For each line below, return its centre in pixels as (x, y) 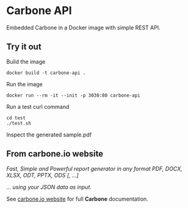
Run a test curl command (38, 106)
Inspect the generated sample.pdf (49, 135)
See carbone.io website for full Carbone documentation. (77, 199)
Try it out (24, 47)
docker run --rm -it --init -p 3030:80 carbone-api (73, 95)
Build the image (26, 61)
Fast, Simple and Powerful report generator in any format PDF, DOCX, (95, 168)
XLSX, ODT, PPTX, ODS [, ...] (43, 175)
